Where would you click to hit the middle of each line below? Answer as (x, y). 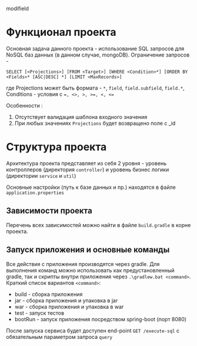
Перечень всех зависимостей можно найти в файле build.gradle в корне (98, 225)
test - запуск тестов (39, 313)
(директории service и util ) (41, 175)
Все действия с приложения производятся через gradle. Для (83, 264)
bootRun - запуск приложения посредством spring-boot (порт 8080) (101, 319)
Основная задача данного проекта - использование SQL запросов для (95, 48)
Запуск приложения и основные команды (88, 250)
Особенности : (24, 105)
